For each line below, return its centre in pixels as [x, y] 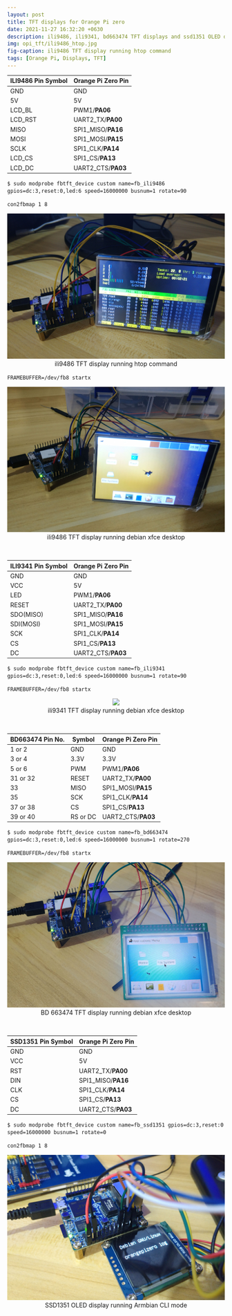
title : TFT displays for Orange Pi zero [66, 22]
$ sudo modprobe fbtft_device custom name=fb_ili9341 [86, 669]
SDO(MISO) [27, 614]
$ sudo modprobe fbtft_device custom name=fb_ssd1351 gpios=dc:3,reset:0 [116, 1125]
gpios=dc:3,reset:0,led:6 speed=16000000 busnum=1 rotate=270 [98, 840]
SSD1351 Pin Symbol [42, 1041]
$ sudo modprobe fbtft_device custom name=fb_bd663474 [88, 833]
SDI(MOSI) [25, 624]
